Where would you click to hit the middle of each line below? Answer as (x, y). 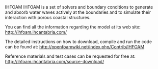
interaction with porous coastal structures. (48, 17)
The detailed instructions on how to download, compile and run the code (79, 42)
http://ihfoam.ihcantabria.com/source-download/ (55, 61)
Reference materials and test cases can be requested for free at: (70, 56)
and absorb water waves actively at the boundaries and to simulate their (78, 12)
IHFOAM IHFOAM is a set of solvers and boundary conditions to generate (79, 7)
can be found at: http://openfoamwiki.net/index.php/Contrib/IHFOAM (75, 47)
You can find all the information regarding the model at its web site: (73, 27)
